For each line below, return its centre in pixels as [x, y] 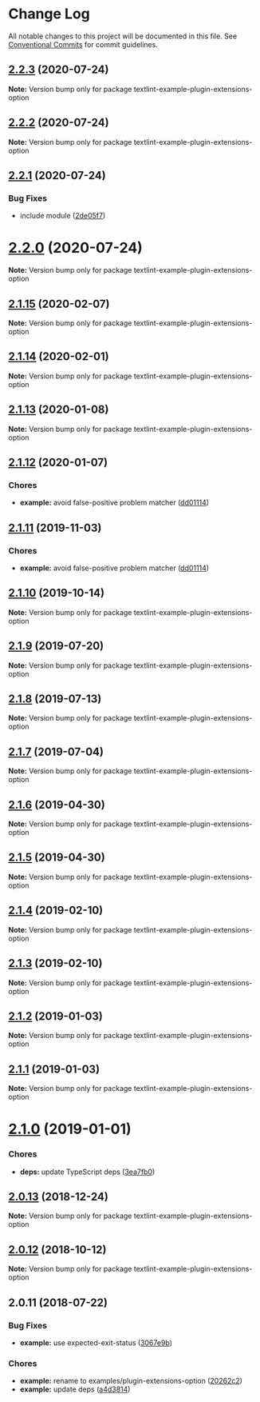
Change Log [49, 14]
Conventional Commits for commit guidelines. [83, 44]
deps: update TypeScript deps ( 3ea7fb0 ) [87, 1172]
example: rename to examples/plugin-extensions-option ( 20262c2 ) [131, 1381]
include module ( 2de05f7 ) [63, 216]
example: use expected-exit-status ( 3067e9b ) [96, 1342]
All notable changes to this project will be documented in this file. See [123, 36]
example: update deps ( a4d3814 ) [75, 1389]
